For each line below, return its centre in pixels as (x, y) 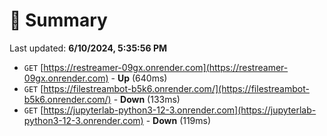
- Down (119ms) (178, 120)
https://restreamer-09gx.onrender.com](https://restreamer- (166, 67)
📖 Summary (58, 20)
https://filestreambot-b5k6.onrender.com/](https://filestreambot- (176, 88)
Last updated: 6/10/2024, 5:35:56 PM (88, 48)
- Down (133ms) (147, 99)
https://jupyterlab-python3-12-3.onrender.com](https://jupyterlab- (180, 110)
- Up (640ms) (139, 78)
